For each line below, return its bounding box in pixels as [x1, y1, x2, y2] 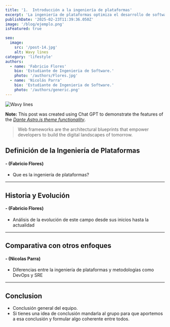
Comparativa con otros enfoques [5, 241, 112, 250]
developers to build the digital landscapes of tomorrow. [17, 131, 133, 137]
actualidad [12, 222, 35, 228]
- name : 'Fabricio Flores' [10, 64, 67, 69]
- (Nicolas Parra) [5, 256, 41, 262]
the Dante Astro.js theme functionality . [5, 116, 86, 122]
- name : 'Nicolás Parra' [10, 78, 62, 83]
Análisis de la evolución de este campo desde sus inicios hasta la [12, 216, 149, 223]
